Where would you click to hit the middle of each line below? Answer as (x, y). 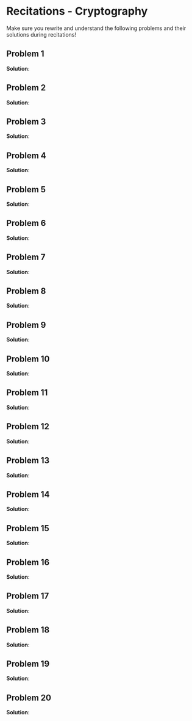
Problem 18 (28, 630)
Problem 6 (26, 223)
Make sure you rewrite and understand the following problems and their (96, 28)
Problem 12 (28, 426)
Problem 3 (26, 121)
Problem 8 (26, 291)
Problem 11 (27, 393)
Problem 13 (28, 461)
